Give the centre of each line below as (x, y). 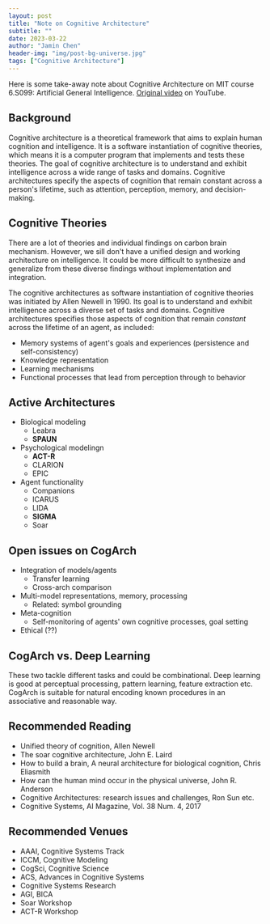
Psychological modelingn (62, 448)
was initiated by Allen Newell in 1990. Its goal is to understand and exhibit (131, 301)
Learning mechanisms (57, 368)
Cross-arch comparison (72, 587)
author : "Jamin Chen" (45, 46)
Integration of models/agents (68, 570)
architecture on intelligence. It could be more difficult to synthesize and (127, 260)
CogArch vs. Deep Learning (80, 656)
